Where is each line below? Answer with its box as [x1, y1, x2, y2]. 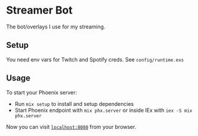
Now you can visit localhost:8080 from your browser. [6, 123, 136, 130]
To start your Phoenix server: [6, 89, 77, 96]
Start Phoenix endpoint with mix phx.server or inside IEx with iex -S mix [14, 106, 193, 114]
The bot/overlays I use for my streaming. [6, 23, 106, 30]
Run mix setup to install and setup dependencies [14, 100, 134, 107]
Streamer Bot [6, 4, 73, 17]
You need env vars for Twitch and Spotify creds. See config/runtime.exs [6, 56, 184, 63]
